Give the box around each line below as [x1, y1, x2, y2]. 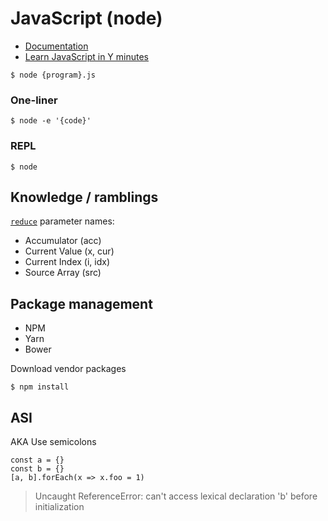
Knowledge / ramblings [10, 188, 159, 206]
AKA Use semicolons [10, 435, 97, 447]
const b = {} [10, 463, 65, 474]
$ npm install [10, 382, 70, 392]
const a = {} [10, 455, 65, 465]
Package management [10, 295, 153, 312]
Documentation [24, 40, 89, 52]
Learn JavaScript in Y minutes [24, 50, 149, 62]
